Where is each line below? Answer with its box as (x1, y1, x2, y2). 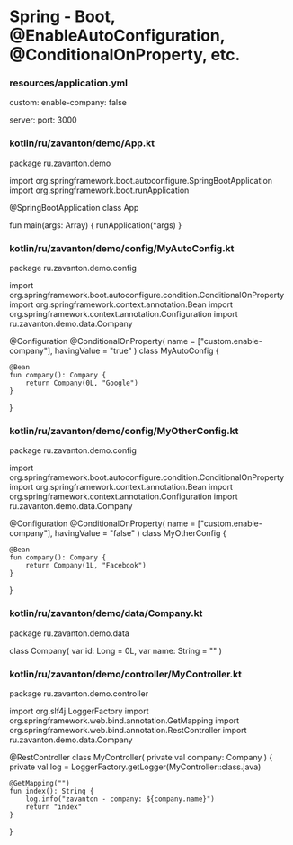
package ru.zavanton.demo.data (9, 628, 130, 639)
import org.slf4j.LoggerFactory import (9, 705, 149, 716)
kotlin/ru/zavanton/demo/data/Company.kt (9, 607, 203, 620)
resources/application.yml (9, 77, 129, 89)
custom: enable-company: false (9, 97, 128, 108)
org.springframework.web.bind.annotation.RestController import (9, 724, 247, 735)
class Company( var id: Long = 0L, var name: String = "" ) (9, 645, 223, 656)
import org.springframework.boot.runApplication (9, 185, 190, 195)
